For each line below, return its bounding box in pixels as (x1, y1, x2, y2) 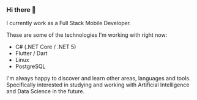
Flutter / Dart (15, 50, 48, 57)
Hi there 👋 (6, 6, 37, 14)
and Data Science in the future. (6, 88, 85, 95)
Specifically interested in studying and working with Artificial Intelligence (6, 81, 190, 88)
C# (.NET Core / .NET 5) (15, 43, 76, 51)
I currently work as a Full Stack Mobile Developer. (6, 20, 132, 27)
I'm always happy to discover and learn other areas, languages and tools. (6, 75, 191, 82)
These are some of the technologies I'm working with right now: (6, 31, 168, 39)
